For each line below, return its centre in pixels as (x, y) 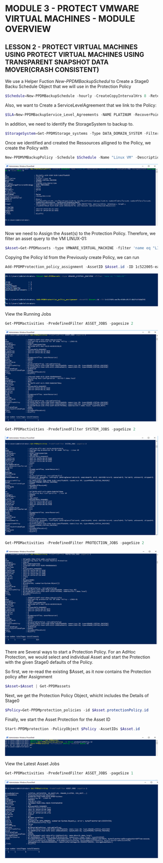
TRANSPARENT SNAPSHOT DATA (57, 62)
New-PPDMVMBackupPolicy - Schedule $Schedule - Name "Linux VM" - (71, 157)
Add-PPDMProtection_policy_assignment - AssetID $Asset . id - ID (69, 267)
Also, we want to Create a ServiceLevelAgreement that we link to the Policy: (81, 105)
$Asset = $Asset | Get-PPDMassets (38, 687)
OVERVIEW (28, 29)
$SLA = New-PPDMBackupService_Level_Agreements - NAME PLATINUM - (70, 114)
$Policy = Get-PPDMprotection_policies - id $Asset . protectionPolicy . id (77, 710)
